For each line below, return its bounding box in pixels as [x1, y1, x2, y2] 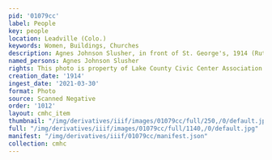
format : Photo [8, 86, 57, 95]
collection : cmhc [8, 139, 67, 148]
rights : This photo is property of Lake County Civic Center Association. [8, 65, 266, 73]
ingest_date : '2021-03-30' [8, 79, 100, 87]
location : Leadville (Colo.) [8, 34, 107, 43]
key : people [8, 27, 49, 35]
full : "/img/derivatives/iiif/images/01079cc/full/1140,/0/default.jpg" [8, 124, 259, 133]
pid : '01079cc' [8, 11, 60, 20]
